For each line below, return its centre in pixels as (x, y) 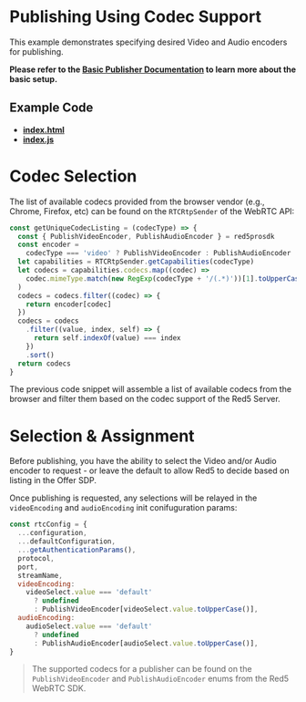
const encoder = (48, 245)
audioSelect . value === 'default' (89, 626)
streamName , (41, 575)
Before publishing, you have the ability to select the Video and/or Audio (143, 461)
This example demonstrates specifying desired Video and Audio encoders (148, 42)
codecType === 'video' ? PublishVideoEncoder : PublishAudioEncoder (158, 253)
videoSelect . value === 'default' (89, 593)
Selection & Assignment (102, 436)
